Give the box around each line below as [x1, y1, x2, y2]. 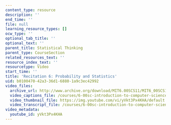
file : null [5, 21, 28, 27]
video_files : [5, 83, 33, 88]
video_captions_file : [10, 93, 56, 98]
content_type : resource [5, 7, 56, 13]
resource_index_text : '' [5, 60, 58, 65]
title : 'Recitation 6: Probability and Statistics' [5, 74, 117, 79]
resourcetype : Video [5, 64, 49, 69]
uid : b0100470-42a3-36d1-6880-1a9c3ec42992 [5, 79, 99, 84]
